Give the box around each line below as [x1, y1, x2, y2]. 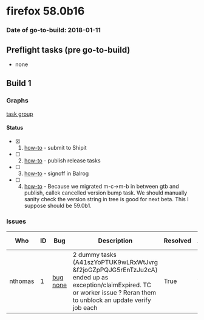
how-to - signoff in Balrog [24, 170, 89, 177]
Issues [6, 217, 27, 225]
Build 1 [6, 78, 32, 88]
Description [98, 236, 133, 245]
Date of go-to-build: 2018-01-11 [6, 26, 101, 35]
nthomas [9, 277, 35, 285]
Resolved [163, 236, 192, 245]
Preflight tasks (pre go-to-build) [6, 44, 131, 55]
